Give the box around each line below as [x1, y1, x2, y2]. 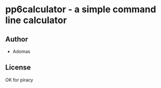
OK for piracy [5, 77, 34, 83]
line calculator [5, 14, 67, 26]
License [5, 63, 31, 72]
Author [5, 35, 28, 43]
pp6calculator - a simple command [5, 4, 156, 15]
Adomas [12, 49, 31, 54]
